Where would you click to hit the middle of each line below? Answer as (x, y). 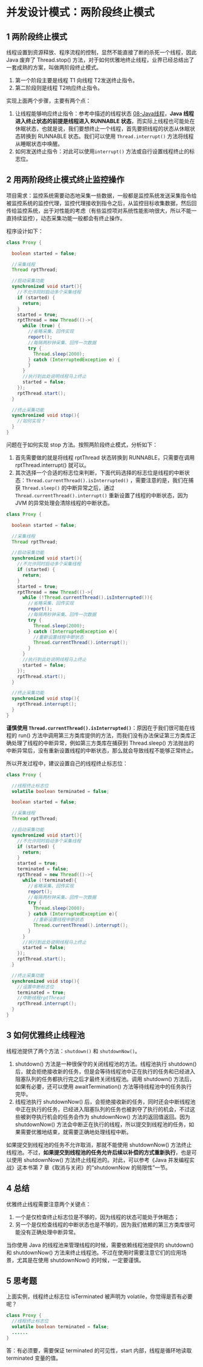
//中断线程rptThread (41, 998)
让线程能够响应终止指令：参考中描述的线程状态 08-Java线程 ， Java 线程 (105, 113)
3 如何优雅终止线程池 (46, 1035)
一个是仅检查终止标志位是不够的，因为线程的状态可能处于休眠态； (97, 1217)
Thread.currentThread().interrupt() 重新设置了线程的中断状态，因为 (101, 495)
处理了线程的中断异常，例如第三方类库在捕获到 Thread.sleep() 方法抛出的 (103, 743)
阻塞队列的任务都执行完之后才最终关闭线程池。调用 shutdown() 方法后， (105, 1079)
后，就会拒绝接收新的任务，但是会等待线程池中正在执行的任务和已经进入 (105, 1071)
